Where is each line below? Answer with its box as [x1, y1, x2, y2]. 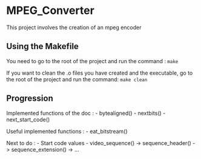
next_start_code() [6, 116, 50, 123]
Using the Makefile [6, 41, 79, 52]
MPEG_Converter [6, 4, 95, 18]
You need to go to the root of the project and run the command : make [6, 57, 179, 64]
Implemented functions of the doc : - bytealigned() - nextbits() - [6, 109, 166, 117]
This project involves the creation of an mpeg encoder [6, 24, 142, 31]
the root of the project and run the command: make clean [6, 75, 148, 83]
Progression [6, 93, 53, 104]
